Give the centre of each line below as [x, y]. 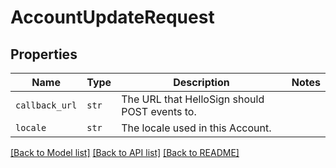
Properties [44, 54]
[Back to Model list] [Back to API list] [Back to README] [125, 152]
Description [201, 82]
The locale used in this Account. [196, 128]
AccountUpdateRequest [112, 17]
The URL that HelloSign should [193, 99]
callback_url [46, 105]
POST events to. [159, 111]
